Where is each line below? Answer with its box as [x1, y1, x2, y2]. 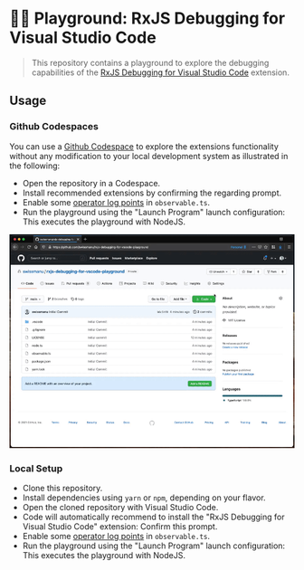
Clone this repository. [22, 483, 103, 494]
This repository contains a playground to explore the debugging [31, 57, 270, 68]
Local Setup [9, 462, 63, 475]
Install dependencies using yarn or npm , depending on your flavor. [22, 492, 266, 503]
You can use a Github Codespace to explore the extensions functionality [9, 140, 279, 152]
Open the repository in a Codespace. [22, 177, 161, 188]
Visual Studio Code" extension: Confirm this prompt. [22, 521, 218, 532]
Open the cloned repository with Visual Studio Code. [22, 502, 219, 513]
